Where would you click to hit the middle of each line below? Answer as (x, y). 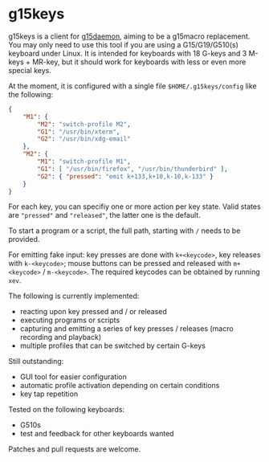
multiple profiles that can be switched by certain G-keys (113, 345)
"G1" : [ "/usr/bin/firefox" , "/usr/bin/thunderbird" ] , (132, 169)
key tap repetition (49, 394)
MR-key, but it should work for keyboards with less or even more (139, 62)
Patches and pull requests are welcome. (75, 449)
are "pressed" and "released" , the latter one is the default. (104, 215)
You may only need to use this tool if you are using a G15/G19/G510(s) (124, 44)
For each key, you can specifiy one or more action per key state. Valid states (134, 206)
